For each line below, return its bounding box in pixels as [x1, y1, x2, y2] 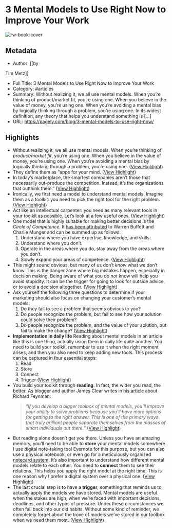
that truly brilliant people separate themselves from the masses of [25, 419, 166, 426]
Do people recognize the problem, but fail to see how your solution [20, 311, 162, 317]
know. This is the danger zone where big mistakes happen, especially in [12, 267, 165, 273]
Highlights [5, 133, 40, 142]
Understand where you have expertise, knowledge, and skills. [20, 234, 151, 240]
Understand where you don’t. [20, 240, 83, 246]
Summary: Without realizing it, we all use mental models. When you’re [12, 91, 161, 97]
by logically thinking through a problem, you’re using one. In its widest [12, 107, 161, 114]
